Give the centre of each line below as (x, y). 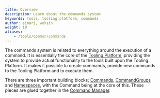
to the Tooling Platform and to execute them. (49, 70)
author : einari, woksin (29, 23)
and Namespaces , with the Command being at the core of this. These (74, 85)
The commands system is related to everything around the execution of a (78, 50)
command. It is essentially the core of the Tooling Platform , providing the (78, 55)
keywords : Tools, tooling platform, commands (52, 18)
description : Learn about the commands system (53, 14)
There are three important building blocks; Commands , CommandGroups (78, 80)
